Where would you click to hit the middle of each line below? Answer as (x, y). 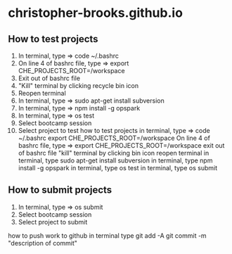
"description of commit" (43, 243)
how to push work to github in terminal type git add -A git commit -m (107, 235)
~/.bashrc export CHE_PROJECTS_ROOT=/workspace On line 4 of (114, 138)
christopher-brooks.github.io (96, 13)
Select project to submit (53, 222)
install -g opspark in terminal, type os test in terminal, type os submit (117, 168)
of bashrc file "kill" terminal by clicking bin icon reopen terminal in (114, 153)
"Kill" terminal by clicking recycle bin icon (78, 85)
